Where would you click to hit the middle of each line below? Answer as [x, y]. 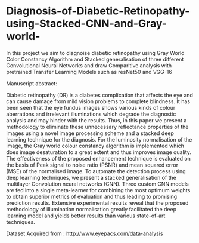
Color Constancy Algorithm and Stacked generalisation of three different [95, 59]
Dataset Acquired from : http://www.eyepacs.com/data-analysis [85, 233]
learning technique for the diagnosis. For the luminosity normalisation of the [99, 139]
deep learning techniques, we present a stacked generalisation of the [91, 177]
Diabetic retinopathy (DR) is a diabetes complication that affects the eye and [100, 95]
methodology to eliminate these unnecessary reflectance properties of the [97, 127]
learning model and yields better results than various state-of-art [86, 216]
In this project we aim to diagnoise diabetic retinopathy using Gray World [95, 53]
